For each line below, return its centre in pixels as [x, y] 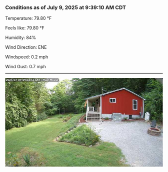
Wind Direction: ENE [26, 47]
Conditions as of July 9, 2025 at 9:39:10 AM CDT [66, 7]
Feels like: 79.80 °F [25, 28]
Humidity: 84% [21, 38]
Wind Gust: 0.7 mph [25, 67]
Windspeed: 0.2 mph [27, 57]
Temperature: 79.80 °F [28, 18]
